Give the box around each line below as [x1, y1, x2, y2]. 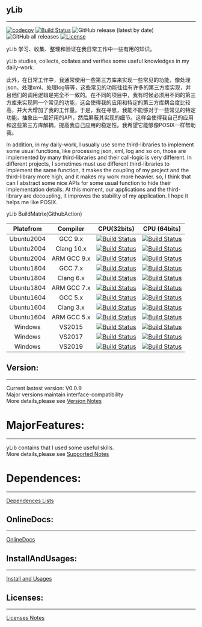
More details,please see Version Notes [6, 397, 102, 404]
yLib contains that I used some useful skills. [6, 444, 114, 451]
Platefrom [13, 224, 42, 232]
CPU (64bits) [142, 224, 182, 232]
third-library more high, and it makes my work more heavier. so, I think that [6, 173, 191, 180]
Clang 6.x [57, 273, 85, 282]
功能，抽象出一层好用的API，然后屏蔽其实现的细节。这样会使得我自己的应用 [6, 114, 194, 121]
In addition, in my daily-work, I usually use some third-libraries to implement [6, 141, 194, 148]
